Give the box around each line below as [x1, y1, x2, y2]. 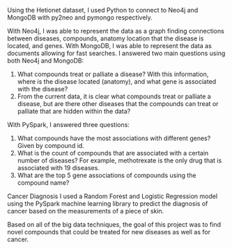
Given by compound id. [17, 142, 85, 149]
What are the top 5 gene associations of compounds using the [17, 171, 196, 179]
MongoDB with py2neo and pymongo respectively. [7, 13, 153, 22]
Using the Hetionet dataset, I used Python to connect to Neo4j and [7, 6, 199, 14]
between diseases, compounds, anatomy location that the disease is [7, 34, 204, 43]
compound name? [17, 179, 70, 187]
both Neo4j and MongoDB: [7, 56, 84, 65]
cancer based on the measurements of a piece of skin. [7, 207, 164, 215]
